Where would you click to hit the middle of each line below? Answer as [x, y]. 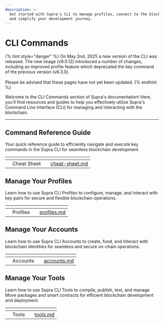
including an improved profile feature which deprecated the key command [80, 67]
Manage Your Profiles [39, 181]
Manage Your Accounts [41, 229]
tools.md [44, 314]
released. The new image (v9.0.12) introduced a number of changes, [74, 62]
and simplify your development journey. [51, 19]
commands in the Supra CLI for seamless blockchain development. [72, 150]
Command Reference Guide [48, 132]
